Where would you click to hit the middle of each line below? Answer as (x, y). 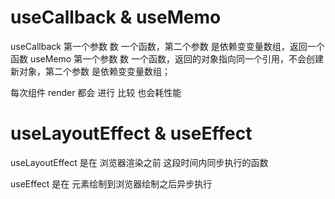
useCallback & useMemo (116, 17)
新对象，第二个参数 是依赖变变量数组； (90, 71)
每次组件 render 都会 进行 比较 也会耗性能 (96, 92)
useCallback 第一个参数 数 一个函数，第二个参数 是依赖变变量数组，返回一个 (167, 46)
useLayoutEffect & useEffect (131, 133)
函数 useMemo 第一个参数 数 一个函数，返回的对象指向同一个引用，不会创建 (167, 58)
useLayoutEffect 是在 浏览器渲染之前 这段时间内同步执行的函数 (139, 162)
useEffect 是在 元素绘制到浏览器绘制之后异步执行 (111, 183)
